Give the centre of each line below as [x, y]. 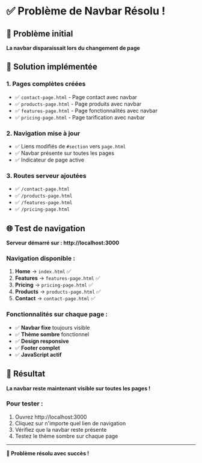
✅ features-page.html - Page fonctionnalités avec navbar [86, 110]
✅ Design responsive [42, 341]
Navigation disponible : [41, 258]
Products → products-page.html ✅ [58, 292]
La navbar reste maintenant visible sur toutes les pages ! [78, 388]
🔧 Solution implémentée [52, 67]
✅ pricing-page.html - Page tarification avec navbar [80, 117]
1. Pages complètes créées [46, 84]
